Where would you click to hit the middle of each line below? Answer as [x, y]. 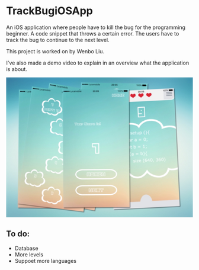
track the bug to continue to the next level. [58, 40]
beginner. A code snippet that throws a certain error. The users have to [93, 33]
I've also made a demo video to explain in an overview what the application [98, 63]
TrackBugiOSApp [50, 11]
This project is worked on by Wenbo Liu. [55, 51]
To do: [18, 234]
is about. [17, 69]
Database [26, 248]
